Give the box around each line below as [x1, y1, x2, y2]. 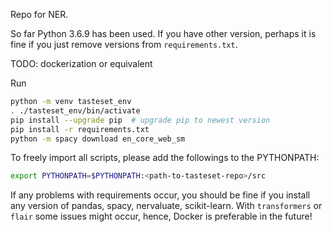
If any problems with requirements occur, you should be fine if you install [10, 189, 311, 201]
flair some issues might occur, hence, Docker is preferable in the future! [10, 210, 313, 223]
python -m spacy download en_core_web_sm [10, 134, 186, 144]
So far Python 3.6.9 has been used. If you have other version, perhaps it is [10, 28, 317, 39]
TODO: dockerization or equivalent [10, 58, 153, 69]
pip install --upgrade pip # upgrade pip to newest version [10, 115, 271, 125]
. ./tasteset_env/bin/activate [10, 105, 141, 116]
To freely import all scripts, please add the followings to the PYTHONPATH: [10, 152, 320, 164]
